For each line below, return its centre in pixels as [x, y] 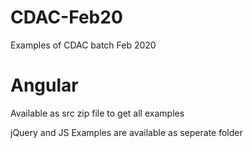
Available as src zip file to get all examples [97, 113]
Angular [44, 85]
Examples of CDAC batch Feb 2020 [83, 45]
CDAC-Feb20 [66, 17]
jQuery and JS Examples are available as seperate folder [126, 132]
